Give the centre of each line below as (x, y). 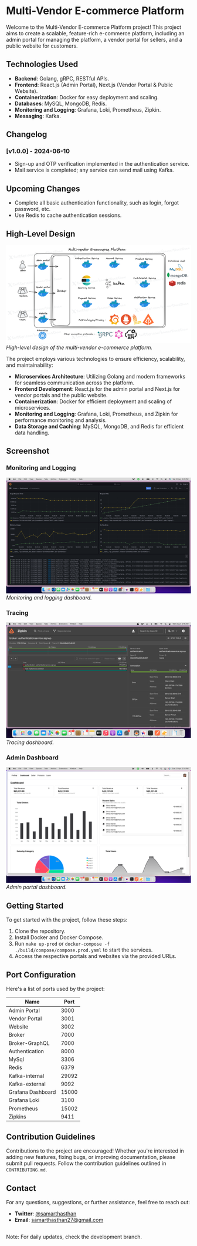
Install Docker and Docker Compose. (59, 937)
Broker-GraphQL (29, 1043)
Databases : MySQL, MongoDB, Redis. (61, 103)
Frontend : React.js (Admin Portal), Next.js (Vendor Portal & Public (94, 85)
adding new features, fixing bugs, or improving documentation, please (91, 1157)
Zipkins (17, 1116)
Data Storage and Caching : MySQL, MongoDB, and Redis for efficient (99, 427)
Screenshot (28, 451)
